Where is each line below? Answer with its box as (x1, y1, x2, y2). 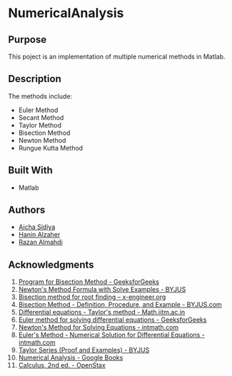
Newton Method (18, 136, 66, 144)
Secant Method (18, 113, 64, 122)
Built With (8, 164, 53, 176)
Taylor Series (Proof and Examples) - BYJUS (18, 346, 150, 355)
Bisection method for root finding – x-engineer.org (18, 293, 166, 301)
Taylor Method (18, 121, 62, 129)
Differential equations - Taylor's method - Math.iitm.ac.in (18, 308, 186, 317)
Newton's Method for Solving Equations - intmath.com (18, 323, 179, 332)
